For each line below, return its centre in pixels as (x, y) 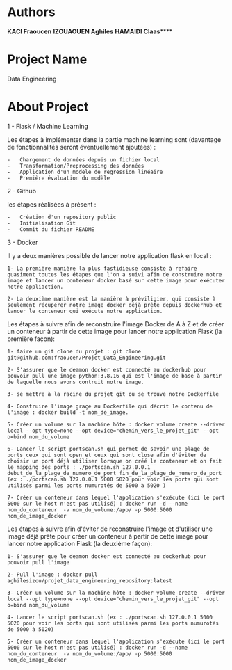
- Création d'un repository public (62, 217)
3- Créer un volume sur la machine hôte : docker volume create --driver (116, 593)
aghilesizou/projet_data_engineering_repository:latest (90, 581)
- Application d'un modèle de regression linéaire (85, 172)
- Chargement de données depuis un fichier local (83, 160)
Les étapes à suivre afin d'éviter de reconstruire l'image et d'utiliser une (110, 529)
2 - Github (22, 191)
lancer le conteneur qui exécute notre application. (85, 311)
